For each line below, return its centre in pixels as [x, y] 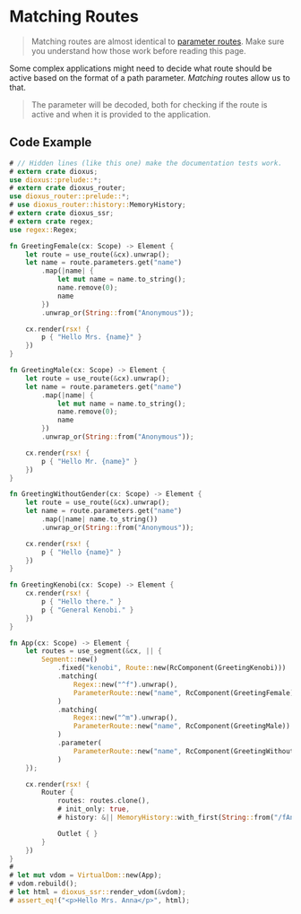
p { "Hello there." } [82, 602]
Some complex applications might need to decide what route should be [141, 68]
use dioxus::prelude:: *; [56, 180]
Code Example [51, 142]
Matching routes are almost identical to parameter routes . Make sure [158, 41]
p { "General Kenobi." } [88, 610]
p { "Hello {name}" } [82, 552]
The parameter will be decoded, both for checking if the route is [149, 104]
